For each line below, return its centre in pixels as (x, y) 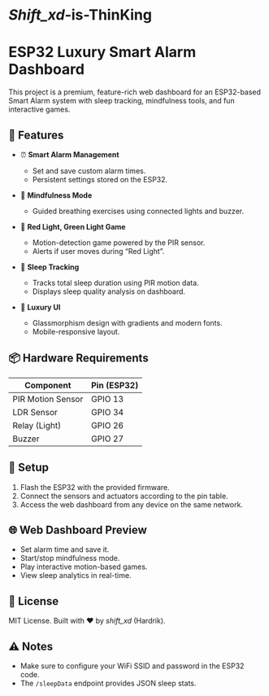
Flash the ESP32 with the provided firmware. (95, 487)
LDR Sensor (35, 412)
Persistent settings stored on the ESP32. (100, 179)
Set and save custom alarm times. (89, 171)
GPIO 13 (107, 399)
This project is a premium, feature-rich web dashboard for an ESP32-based (135, 92)
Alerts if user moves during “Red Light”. (98, 251)
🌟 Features (36, 135)
